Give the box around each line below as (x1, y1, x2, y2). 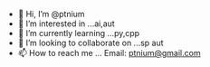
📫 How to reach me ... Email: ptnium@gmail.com (17, 48, 201, 58)
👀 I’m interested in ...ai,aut (17, 18, 115, 29)
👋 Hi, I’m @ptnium (17, 9, 85, 19)
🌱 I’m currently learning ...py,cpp (17, 28, 140, 38)
